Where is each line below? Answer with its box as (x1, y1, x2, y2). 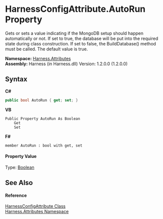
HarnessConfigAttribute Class (5, 203, 66, 209)
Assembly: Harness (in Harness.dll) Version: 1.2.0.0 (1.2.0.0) (5, 61, 128, 67)
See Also (5, 179, 33, 187)
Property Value (5, 153, 37, 159)
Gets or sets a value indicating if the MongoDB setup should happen (5, 30, 144, 36)
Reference (5, 192, 27, 198)
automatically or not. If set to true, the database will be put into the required (5, 36, 159, 41)
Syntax (5, 75, 28, 83)
